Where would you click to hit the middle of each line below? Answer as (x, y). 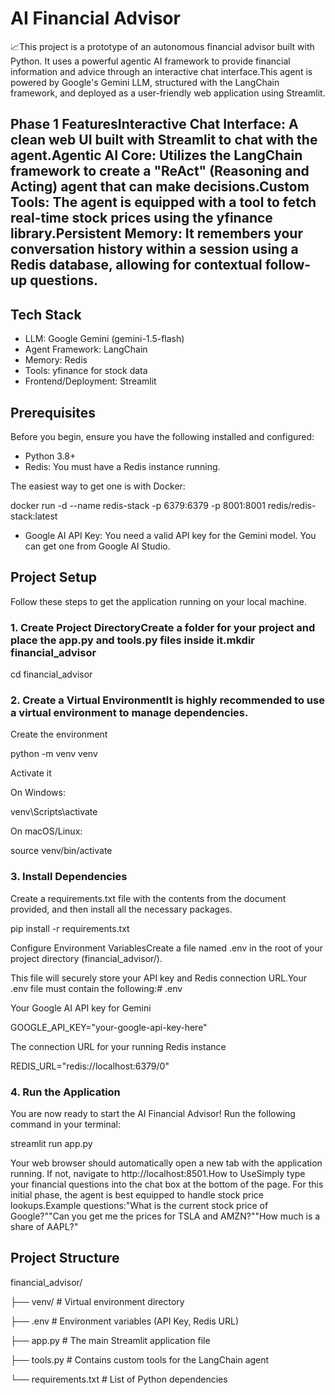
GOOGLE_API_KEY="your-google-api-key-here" (109, 1027)
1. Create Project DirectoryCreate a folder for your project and (163, 627)
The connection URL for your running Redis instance (118, 1046)
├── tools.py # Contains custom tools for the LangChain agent (140, 1359)
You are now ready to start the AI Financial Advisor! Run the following (153, 1113)
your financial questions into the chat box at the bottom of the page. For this (167, 1184)
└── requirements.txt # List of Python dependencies (119, 1379)
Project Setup (54, 577)
